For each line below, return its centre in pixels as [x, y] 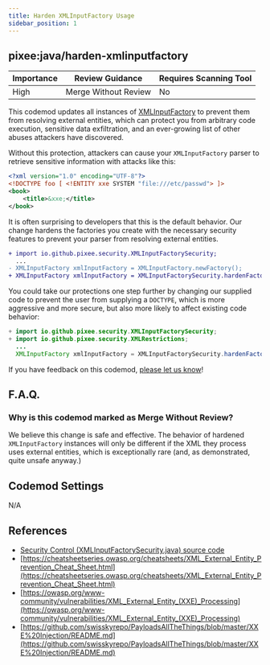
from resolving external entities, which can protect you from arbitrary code [132, 121]
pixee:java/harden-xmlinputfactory [98, 56]
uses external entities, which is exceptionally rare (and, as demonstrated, [129, 452]
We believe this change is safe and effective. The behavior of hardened [127, 435]
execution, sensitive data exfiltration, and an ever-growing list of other [125, 129]
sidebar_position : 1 [43, 23]
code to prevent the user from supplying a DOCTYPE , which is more [117, 300]
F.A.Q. [24, 395]
